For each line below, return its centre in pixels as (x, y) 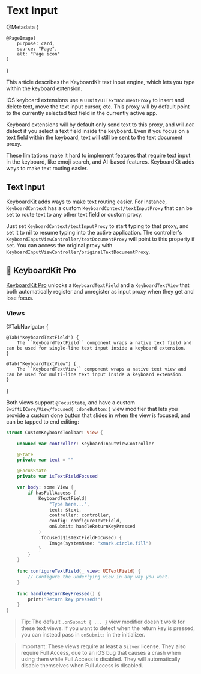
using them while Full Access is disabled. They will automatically (100, 659)
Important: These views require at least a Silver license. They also (103, 646)
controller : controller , (80, 515)
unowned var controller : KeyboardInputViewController (85, 444)
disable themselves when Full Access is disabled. (82, 666)
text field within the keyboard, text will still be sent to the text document (94, 137)
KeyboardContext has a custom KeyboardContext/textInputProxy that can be (100, 208)
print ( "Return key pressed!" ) (65, 599)
